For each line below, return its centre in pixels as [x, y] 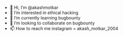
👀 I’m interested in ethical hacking [44, 13]
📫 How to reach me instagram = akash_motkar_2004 [64, 28]
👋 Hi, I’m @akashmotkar [34, 8]
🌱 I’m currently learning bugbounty [45, 18]
